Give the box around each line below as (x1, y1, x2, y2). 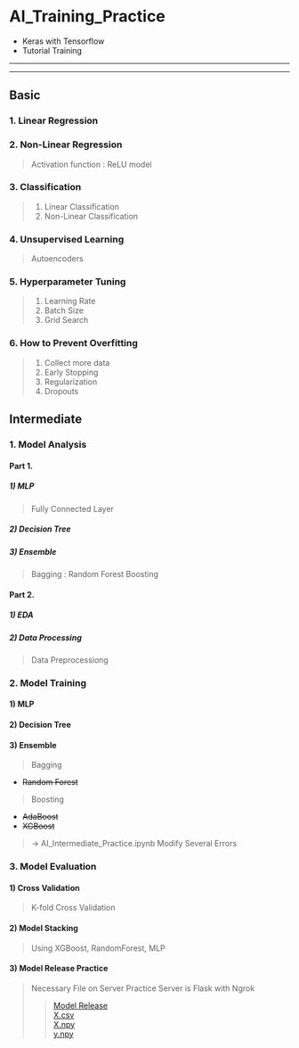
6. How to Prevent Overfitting (9, 337, 138, 350)
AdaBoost (21, 812, 59, 822)
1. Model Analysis (9, 439, 87, 451)
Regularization (44, 376, 98, 387)
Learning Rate (44, 296, 96, 307)
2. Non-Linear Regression (9, 138, 123, 151)
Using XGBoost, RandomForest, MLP (30, 943, 166, 953)
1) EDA (9, 609, 34, 621)
